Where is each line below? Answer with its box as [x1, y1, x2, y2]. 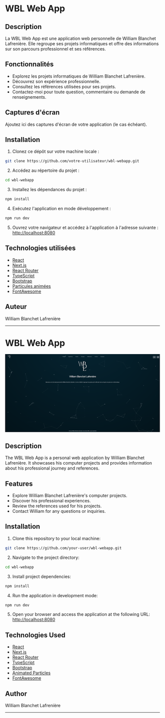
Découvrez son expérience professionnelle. [12, 78, 101, 84]
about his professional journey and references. [5, 465, 100, 471]
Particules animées [12, 283, 51, 289]
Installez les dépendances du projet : [12, 187, 87, 193]
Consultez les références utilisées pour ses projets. [12, 83, 116, 89]
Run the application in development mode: [12, 592, 98, 598]
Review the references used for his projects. [12, 503, 102, 509]
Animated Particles [12, 670, 51, 676]
